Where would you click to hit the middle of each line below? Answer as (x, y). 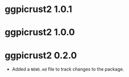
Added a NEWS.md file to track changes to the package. (68, 69)
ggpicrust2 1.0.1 (39, 9)
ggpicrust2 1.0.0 (40, 32)
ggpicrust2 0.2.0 (41, 55)
